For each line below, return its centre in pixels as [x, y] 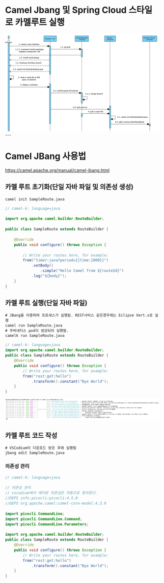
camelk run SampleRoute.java [35, 336]
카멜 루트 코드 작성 [31, 436]
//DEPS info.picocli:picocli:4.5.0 [41, 498]
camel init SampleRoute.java [35, 199]
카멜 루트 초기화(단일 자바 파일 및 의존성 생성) [69, 187]
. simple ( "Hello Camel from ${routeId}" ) [82, 271]
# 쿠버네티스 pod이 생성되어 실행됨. [37, 331]
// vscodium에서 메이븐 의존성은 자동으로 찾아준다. [51, 493]
